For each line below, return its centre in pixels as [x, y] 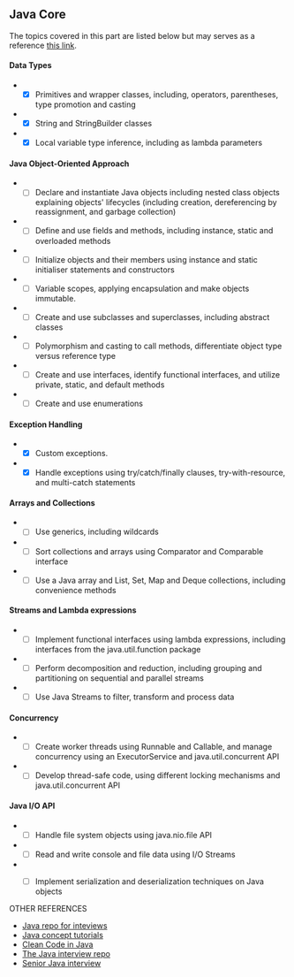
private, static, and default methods [100, 385]
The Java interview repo [66, 953]
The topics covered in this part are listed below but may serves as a [132, 35]
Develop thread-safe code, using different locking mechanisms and [158, 775]
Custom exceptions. [72, 454]
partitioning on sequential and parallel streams [120, 678]
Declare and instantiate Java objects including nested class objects [157, 193]
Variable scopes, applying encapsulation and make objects [142, 288]
